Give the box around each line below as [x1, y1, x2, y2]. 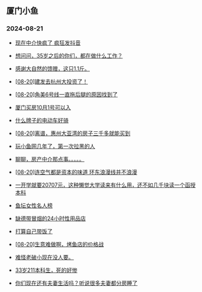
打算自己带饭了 [15, 228, 53, 235]
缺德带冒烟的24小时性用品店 [15, 215, 86, 222]
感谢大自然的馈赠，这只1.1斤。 [15, 64, 90, 72]
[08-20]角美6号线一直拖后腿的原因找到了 [15, 91, 118, 98]
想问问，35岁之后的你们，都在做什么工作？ [15, 52, 123, 59]
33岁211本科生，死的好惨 [15, 266, 78, 274]
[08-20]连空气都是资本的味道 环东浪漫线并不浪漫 [15, 168, 138, 175]
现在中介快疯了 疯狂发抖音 [15, 39, 81, 46]
